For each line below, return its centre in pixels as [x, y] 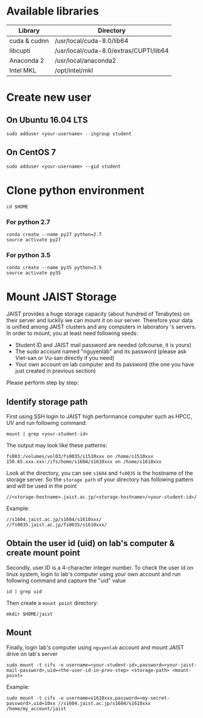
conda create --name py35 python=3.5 [54, 268]
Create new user [49, 98]
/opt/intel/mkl [74, 70]
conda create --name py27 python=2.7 [54, 234]
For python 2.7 [28, 222]
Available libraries [53, 11]
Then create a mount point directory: [52, 602]
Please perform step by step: [43, 383]
